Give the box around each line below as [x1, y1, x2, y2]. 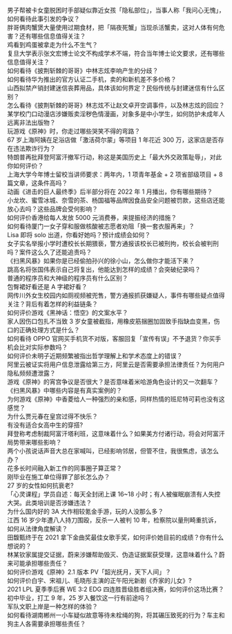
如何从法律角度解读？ [7, 525, 68, 532]
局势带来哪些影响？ [7, 438, 62, 446]
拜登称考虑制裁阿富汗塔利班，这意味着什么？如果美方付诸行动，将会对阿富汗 [7, 429, 225, 438]
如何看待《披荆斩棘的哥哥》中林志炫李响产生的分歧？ [7, 66, 159, 75]
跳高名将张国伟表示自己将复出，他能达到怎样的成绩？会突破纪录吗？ [7, 265, 201, 273]
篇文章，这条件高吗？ [7, 179, 68, 187]
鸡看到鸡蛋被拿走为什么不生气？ [7, 41, 98, 48]
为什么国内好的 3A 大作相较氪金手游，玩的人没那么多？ [7, 507, 164, 515]
